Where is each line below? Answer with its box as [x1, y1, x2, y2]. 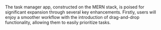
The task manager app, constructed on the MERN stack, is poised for [5, 4, 144, 10]
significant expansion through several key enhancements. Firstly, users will [5, 9, 157, 15]
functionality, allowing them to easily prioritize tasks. [5, 19, 111, 25]
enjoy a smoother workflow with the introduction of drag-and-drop [5, 15, 139, 20]
